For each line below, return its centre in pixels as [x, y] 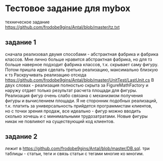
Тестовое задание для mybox [68, 9]
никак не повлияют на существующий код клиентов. [60, 121]
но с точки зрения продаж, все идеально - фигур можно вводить [73, 111]
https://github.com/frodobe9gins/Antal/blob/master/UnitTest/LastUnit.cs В [80, 80]
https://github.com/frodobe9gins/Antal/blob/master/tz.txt [63, 27]
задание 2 [21, 137]
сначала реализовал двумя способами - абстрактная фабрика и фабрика [82, 54]
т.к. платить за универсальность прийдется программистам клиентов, [79, 106]
